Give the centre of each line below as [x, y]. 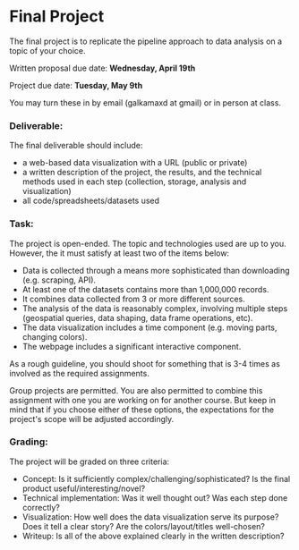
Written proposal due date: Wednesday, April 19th [103, 68]
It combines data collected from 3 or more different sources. [133, 299]
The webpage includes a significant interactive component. [132, 346]
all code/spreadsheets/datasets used [90, 201]
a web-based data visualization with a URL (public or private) [135, 163]
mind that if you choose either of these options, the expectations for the [142, 410]
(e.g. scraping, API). [59, 280]
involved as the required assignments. [79, 373]
